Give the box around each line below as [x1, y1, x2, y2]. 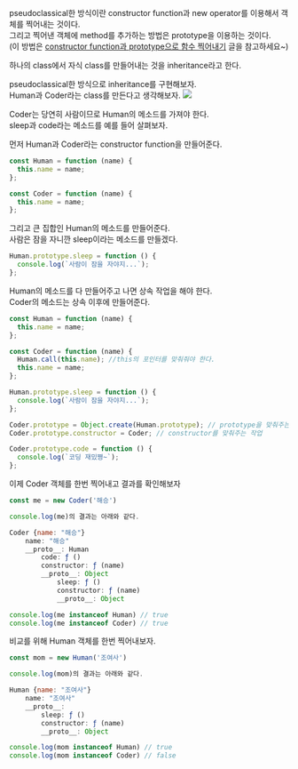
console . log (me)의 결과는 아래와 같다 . [9, 512, 140, 521]
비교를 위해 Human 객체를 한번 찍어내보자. [9, 636, 156, 646]
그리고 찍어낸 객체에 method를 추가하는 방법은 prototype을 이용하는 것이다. [9, 30, 272, 40]
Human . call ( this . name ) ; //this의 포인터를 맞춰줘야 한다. [17, 355, 216, 364]
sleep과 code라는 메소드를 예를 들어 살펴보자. [9, 120, 169, 131]
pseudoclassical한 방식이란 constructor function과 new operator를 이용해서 [9, 8, 279, 18]
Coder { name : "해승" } [9, 528, 86, 537]
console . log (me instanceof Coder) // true [9, 619, 169, 628]
